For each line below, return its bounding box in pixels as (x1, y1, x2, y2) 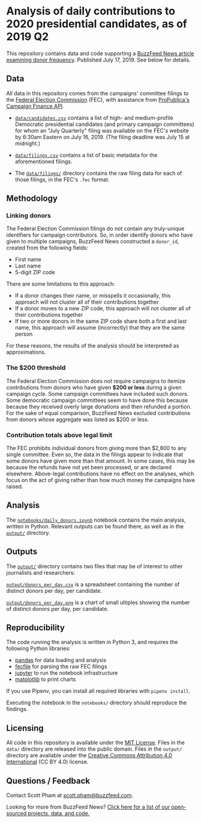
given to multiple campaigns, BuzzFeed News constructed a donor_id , (6, 238, 179, 245)
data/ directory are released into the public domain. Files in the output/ (6, 745, 182, 753)
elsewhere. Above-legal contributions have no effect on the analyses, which (6, 470, 194, 477)
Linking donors (6, 211, 51, 220)
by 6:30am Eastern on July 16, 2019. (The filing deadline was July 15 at (14, 133, 190, 140)
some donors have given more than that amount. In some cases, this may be (6, 457, 195, 465)
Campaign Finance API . (6, 102, 64, 110)
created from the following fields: (6, 244, 88, 251)
